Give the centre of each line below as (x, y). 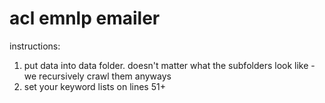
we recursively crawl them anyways (97, 76)
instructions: (35, 46)
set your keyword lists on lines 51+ (94, 86)
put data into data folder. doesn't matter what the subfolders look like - (169, 65)
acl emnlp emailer (85, 18)
